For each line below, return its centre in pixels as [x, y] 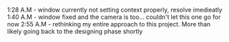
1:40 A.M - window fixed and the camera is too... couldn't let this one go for [114, 17]
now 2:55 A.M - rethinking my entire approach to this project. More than [109, 24]
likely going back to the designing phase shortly [75, 31]
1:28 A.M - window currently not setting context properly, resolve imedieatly [115, 10]
